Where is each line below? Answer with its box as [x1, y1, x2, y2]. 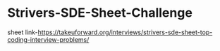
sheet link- [7, 28, 39, 36]
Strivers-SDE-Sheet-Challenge [7, 5, 192, 21]
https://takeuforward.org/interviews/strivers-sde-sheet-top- [37, 28, 213, 36]
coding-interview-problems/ [7, 35, 90, 43]
